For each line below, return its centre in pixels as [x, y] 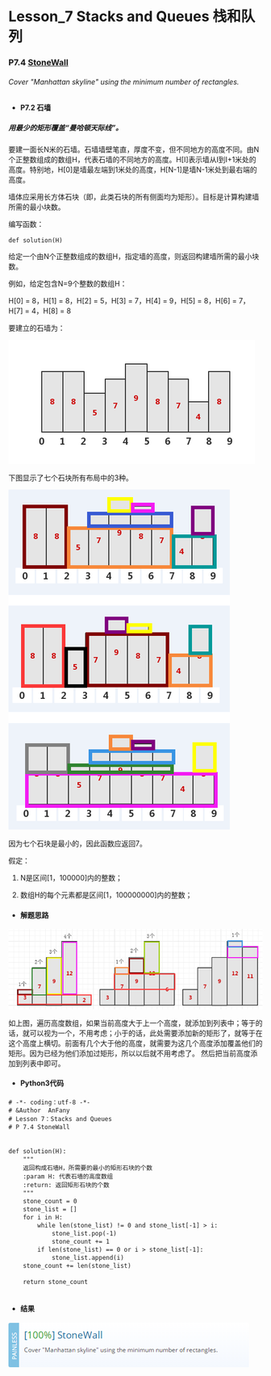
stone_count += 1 [81, 1241]
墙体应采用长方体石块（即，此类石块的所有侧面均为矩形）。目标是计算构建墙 [134, 197]
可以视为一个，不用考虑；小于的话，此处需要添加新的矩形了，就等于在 [146, 1033]
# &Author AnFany [39, 1110]
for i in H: [43, 1217]
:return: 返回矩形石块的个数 [67, 1185]
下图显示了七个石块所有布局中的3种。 [71, 478]
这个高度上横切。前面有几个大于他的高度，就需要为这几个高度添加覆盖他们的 [135, 1043]
